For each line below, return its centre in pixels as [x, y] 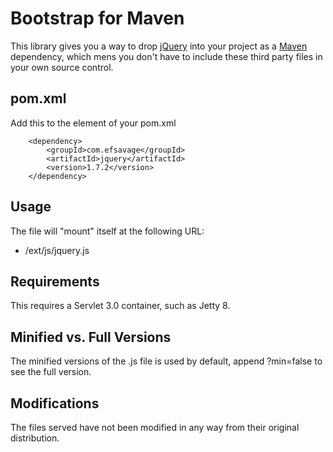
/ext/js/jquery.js [57, 250]
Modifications [55, 403]
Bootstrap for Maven [97, 18]
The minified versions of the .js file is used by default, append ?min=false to [166, 361]
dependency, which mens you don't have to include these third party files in [166, 56]
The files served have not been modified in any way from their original [155, 427]
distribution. [35, 438]
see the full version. [51, 372]
